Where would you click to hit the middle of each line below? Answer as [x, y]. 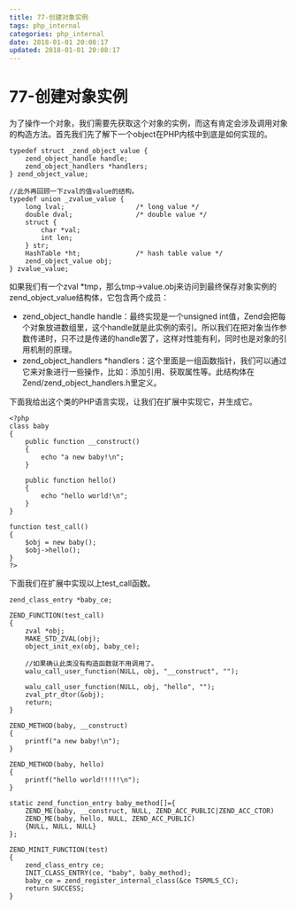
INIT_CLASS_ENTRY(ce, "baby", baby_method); [108, 874]
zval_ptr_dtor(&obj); [65, 695]
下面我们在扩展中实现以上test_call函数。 [82, 583]
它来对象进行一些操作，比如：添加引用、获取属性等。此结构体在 [138, 372]
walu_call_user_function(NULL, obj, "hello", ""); [120, 688]
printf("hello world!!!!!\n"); [83, 781]
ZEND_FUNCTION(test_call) [57, 616]
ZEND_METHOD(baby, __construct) [69, 726]
